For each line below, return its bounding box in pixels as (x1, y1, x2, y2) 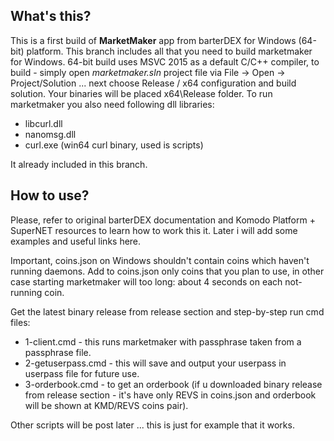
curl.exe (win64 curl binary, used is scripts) (24, 139, 204, 151)
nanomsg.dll (24, 128, 77, 140)
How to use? (10, 187, 90, 204)
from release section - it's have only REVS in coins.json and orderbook (24, 389, 317, 401)
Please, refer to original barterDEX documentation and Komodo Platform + (10, 214, 316, 226)
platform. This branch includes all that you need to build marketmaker (26, 45, 313, 57)
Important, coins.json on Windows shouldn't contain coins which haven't (10, 254, 310, 266)
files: (10, 316, 31, 328)
